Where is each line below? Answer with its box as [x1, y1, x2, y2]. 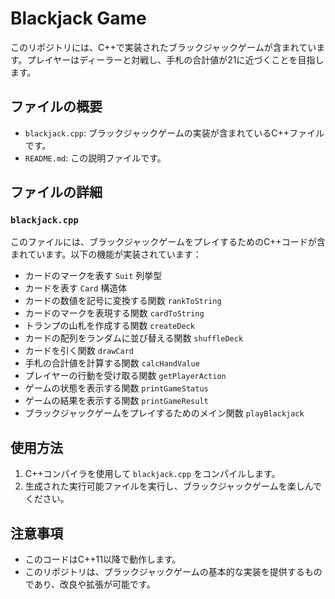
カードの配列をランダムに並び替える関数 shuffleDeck [24, 332, 244, 344]
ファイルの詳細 [10, 184, 103, 201]
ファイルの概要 [10, 98, 103, 116]
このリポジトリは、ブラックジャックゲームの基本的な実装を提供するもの [24, 566, 323, 578]
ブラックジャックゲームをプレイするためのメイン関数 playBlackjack [24, 407, 305, 419]
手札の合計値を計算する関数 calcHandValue [24, 357, 200, 369]
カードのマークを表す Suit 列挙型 [24, 270, 163, 282]
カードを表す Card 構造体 [24, 282, 128, 294]
